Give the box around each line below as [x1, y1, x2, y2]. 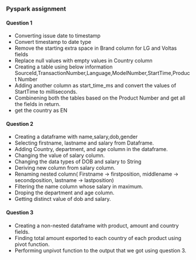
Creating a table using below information [14, 63, 113, 70]
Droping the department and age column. [14, 189, 115, 196]
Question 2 [6, 120, 34, 127]
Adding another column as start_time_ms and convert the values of [14, 82, 177, 89]
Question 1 [6, 19, 33, 26]
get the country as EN [14, 107, 67, 114]
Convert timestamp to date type [14, 39, 92, 46]
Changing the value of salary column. [14, 152, 105, 159]
